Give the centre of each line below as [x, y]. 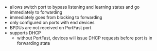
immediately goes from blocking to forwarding [56, 17]
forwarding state [33, 43]
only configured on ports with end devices [52, 22]
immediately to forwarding [36, 12]
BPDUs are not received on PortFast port [50, 28]
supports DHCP [25, 33]
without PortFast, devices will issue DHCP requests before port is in [85, 38]
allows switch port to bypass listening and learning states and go [75, 7]
